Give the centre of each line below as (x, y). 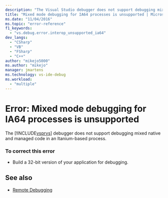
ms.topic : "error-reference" (35, 24)
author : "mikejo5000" (28, 61)
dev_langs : (16, 38)
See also (19, 178)
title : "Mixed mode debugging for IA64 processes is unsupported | (77, 14)
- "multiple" (23, 84)
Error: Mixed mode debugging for (76, 108)
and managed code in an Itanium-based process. (56, 138)
